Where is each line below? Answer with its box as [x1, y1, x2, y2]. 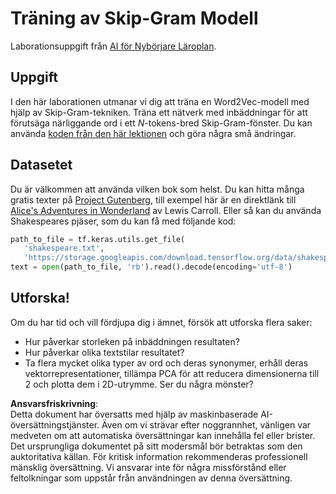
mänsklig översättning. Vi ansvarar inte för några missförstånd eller [10, 461, 287, 473]
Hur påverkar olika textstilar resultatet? [24, 346, 185, 358]
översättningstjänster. [10, 418, 100, 431]
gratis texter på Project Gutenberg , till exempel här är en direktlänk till [10, 193, 297, 206]
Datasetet [10, 157, 73, 174]
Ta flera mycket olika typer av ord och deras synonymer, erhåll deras [24, 357, 309, 369]
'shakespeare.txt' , [23, 243, 105, 254]
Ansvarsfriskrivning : [10, 397, 99, 409]
